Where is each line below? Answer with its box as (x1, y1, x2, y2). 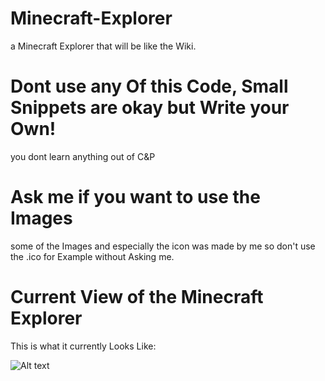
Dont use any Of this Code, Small (10, 75, 289, 98)
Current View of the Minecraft (10, 286, 264, 308)
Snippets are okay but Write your (10, 97, 290, 119)
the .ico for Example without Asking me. (10, 250, 175, 262)
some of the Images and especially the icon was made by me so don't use (10, 240, 316, 252)
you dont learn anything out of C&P (10, 150, 156, 162)
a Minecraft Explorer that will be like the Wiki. (10, 40, 197, 52)
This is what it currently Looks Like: (10, 340, 157, 352)
